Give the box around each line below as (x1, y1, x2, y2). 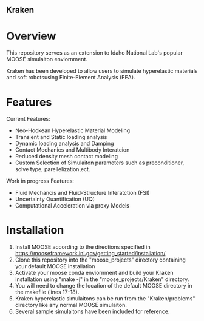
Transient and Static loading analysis (15, 133, 107, 141)
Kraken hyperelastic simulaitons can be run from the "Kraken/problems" (15, 295, 195, 302)
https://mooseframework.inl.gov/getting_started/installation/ (15, 250, 166, 257)
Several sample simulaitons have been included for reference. (15, 308, 170, 315)
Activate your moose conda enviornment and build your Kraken (15, 269, 174, 277)
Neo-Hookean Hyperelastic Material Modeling (15, 127, 131, 134)
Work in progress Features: (6, 177, 75, 184)
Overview (6, 29, 56, 43)
